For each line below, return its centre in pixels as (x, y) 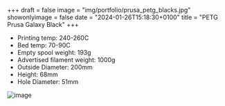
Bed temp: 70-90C (44, 45)
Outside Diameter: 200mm (55, 67)
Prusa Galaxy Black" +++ (43, 24)
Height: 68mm (38, 74)
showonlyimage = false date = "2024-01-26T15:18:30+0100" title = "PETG (112, 17)
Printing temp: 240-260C (53, 38)
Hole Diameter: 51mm (48, 82)
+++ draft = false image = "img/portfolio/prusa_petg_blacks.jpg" (99, 10)
